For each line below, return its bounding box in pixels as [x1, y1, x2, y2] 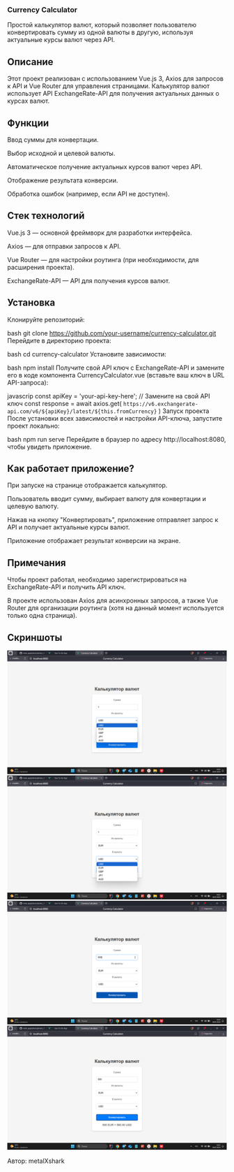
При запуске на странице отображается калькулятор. [7, 481, 168, 490]
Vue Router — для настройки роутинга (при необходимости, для [7, 255, 199, 263]
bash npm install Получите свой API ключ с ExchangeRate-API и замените [7, 363, 225, 372]
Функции [7, 117, 49, 129]
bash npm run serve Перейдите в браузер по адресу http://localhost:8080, [7, 435, 226, 443]
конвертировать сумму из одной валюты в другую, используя [7, 28, 194, 36]
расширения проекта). [7, 263, 75, 271]
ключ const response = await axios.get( [7, 399, 122, 407]
